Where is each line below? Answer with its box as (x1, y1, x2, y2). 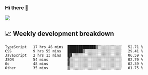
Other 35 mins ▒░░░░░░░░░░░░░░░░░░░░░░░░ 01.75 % (5, 66, 144, 71)
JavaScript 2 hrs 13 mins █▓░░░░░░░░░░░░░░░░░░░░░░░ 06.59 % (5, 53, 144, 58)
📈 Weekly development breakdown (5, 29, 114, 37)
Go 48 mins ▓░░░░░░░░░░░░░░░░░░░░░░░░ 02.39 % (5, 62, 144, 66)
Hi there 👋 (5, 4, 29, 11)
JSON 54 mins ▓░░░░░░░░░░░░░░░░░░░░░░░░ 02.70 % (5, 57, 144, 62)
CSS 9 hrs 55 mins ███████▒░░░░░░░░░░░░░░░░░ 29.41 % (5, 49, 144, 54)
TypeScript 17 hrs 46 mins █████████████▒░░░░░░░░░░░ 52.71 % (5, 45, 144, 50)
